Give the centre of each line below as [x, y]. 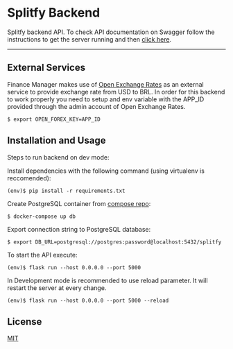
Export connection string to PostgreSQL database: [79, 229]
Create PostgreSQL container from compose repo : [79, 203]
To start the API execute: [42, 255]
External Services [46, 68]
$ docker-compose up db [42, 216]
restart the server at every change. [57, 288]
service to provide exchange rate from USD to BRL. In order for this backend [116, 92]
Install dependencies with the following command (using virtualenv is [106, 171]
